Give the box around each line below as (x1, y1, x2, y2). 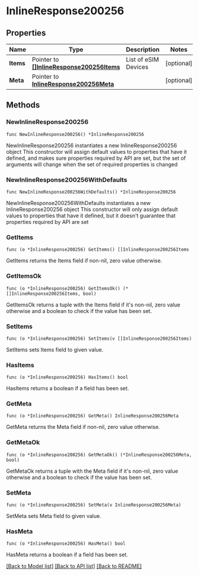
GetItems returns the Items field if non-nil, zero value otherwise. (6, 257, 162, 264)
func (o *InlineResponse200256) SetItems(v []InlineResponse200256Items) (6, 336, 192, 342)
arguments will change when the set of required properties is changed (6, 160, 178, 168)
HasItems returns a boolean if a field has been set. (6, 385, 129, 392)
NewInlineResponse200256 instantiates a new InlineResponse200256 (6, 141, 178, 149)
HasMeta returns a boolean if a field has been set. (6, 551, 129, 558)
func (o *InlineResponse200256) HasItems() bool (6, 374, 129, 381)
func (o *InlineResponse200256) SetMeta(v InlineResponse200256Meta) (6, 502, 182, 508)
